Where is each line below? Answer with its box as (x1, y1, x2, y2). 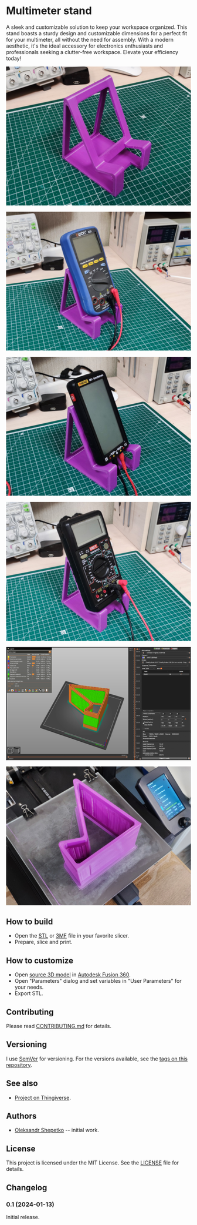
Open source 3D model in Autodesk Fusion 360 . (14, 971, 131, 978)
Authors (6, 1111, 37, 1121)
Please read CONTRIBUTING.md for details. (6, 1022, 111, 1029)
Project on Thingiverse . (14, 1094, 72, 1101)
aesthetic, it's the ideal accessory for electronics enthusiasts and (6, 42, 163, 49)
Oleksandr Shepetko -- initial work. (14, 1127, 100, 1134)
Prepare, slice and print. (14, 939, 73, 946)
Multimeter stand (6, 4, 92, 18)
